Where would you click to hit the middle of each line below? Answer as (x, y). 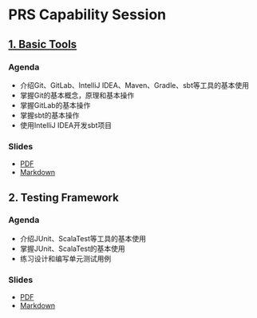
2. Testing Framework (64, 197)
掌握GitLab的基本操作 (55, 105)
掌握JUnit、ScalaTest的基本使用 (72, 248)
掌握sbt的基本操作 (49, 115)
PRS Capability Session (87, 15)
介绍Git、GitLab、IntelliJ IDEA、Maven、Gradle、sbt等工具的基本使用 (134, 85)
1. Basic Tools (43, 44)
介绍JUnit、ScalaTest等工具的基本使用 (83, 238)
